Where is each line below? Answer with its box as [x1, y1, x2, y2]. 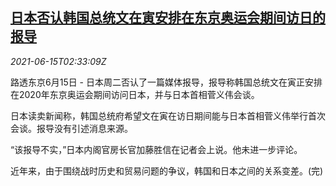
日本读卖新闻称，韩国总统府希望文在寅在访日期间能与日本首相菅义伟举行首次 [10, 109, 326, 122]
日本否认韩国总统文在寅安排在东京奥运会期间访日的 [10, 9, 326, 27]
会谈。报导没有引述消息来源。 [10, 122, 133, 134]
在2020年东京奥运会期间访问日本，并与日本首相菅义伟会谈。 [10, 88, 260, 100]
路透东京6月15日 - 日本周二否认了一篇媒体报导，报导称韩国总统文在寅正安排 [10, 76, 323, 88]
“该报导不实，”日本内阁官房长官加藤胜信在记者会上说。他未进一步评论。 [10, 143, 303, 155]
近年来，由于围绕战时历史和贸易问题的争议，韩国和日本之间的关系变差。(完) [10, 164, 324, 177]
